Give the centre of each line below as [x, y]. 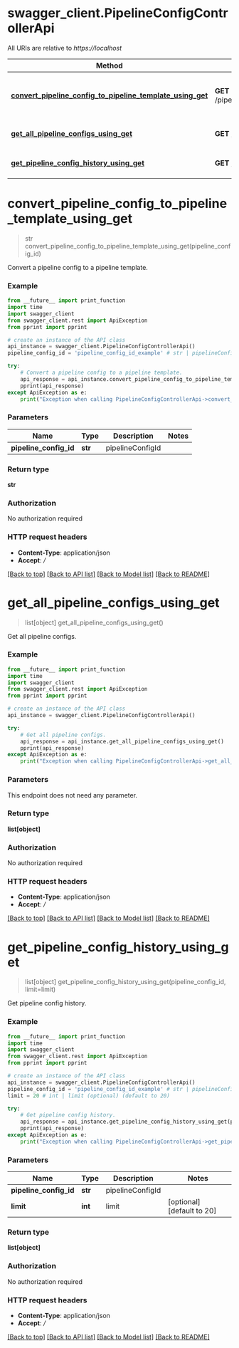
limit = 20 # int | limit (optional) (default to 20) [89, 1096]
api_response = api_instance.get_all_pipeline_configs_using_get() [122, 741]
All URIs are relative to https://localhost [65, 48]
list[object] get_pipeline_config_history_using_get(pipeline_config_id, [125, 982]
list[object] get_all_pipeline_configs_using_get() [94, 622]
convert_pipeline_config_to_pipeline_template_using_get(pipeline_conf [128, 246]
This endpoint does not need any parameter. [72, 795]
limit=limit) [40, 989]
